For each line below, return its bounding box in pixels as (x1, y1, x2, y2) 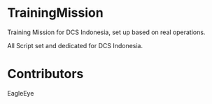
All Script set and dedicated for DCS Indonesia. (7, 41, 143, 50)
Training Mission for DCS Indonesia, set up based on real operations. (7, 28, 206, 36)
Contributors (7, 66, 84, 82)
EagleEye (7, 89, 34, 97)
